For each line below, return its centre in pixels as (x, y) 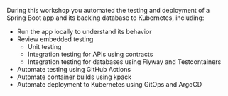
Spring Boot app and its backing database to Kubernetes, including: (105, 18)
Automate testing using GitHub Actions (74, 69)
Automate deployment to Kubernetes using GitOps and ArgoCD (109, 84)
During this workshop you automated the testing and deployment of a (108, 10)
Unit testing (44, 47)
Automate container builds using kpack (74, 77)
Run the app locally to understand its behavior (84, 32)
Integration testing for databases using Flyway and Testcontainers (124, 62)
